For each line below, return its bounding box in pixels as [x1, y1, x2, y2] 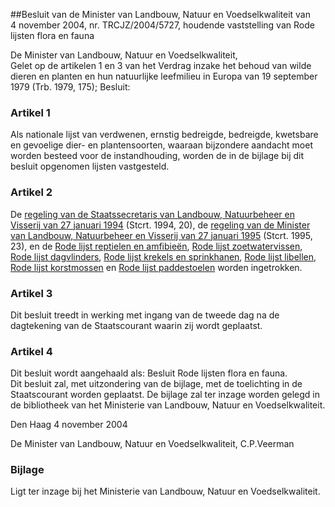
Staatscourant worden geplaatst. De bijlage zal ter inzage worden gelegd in [10, 389, 320, 401]
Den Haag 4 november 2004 [10, 419, 128, 431]
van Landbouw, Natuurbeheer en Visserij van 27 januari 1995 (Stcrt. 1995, [10, 229, 313, 241]
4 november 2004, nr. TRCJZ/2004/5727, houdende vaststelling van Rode [10, 19, 315, 31]
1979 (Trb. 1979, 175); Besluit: [10, 81, 131, 93]
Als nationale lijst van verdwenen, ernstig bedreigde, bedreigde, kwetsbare [10, 129, 319, 141]
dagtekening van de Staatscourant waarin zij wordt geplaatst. [10, 319, 263, 331]
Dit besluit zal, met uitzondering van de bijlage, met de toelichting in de [10, 378, 303, 390]
